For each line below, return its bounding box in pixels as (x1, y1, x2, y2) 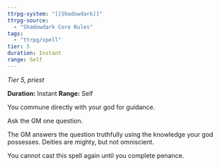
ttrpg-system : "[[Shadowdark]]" (7, 10, 103, 18)
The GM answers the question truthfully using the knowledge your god (7, 130, 214, 138)
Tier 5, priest (7, 75, 45, 84)
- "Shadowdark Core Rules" (13, 23, 93, 30)
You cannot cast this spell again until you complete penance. (7, 151, 185, 159)
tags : (7, 30, 23, 37)
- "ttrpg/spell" (13, 37, 62, 44)
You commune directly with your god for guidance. (7, 103, 156, 111)
